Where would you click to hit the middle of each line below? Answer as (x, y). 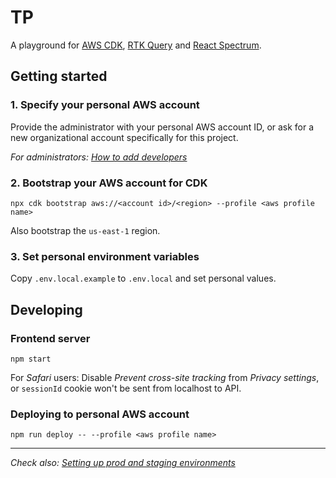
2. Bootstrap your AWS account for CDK (109, 183)
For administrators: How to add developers (99, 157)
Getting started (59, 76)
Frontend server (50, 338)
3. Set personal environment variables (105, 256)
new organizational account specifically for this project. (124, 137)
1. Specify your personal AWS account (105, 105)
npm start (31, 359)
